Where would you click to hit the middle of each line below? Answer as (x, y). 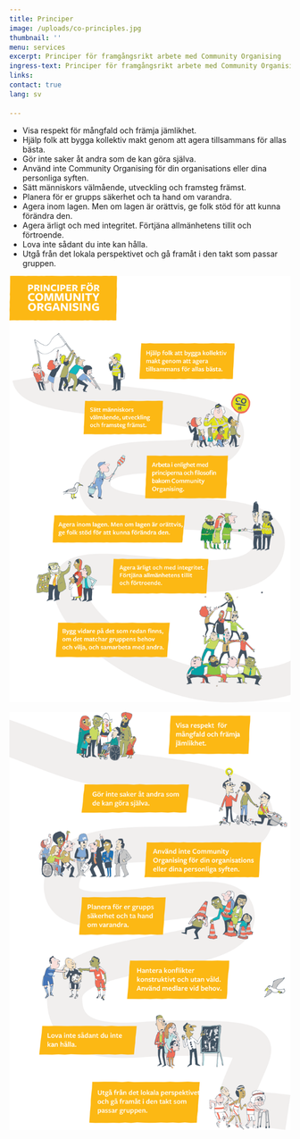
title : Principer (42, 19)
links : (21, 76)
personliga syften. (55, 178)
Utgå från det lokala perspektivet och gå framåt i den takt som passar (150, 254)
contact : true (36, 85)
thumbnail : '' (36, 38)
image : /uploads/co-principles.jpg (75, 28)
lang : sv (25, 94)
